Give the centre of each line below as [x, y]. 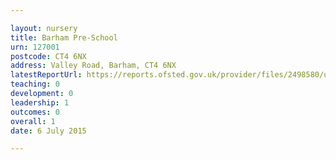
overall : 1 [33, 121]
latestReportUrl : [46, 75]
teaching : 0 [35, 84]
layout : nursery [44, 28]
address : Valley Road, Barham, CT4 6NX [93, 66]
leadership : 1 [40, 102]
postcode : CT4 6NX [48, 56]
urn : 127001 [35, 47]
